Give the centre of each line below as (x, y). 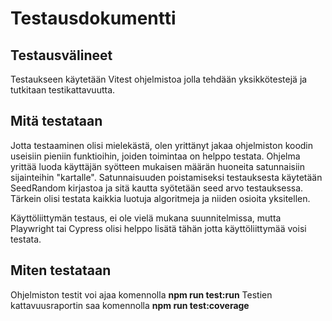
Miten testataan (61, 270)
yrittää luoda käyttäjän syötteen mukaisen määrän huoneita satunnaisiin (158, 166)
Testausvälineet (61, 55)
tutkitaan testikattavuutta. (63, 90)
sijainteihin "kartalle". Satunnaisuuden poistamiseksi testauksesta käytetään (166, 177)
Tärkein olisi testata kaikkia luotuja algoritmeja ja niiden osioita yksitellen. (160, 198)
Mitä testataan (56, 121)
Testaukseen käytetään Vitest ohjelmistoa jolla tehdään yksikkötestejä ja (159, 79)
